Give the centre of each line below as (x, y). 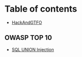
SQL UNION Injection (33, 49)
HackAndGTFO (27, 22)
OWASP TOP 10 (28, 38)
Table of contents (41, 9)
